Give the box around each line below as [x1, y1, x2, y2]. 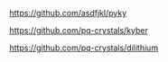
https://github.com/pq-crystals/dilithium [9, 42, 159, 53]
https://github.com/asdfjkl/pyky [9, 8, 127, 18]
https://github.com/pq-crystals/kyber [9, 25, 149, 35]
